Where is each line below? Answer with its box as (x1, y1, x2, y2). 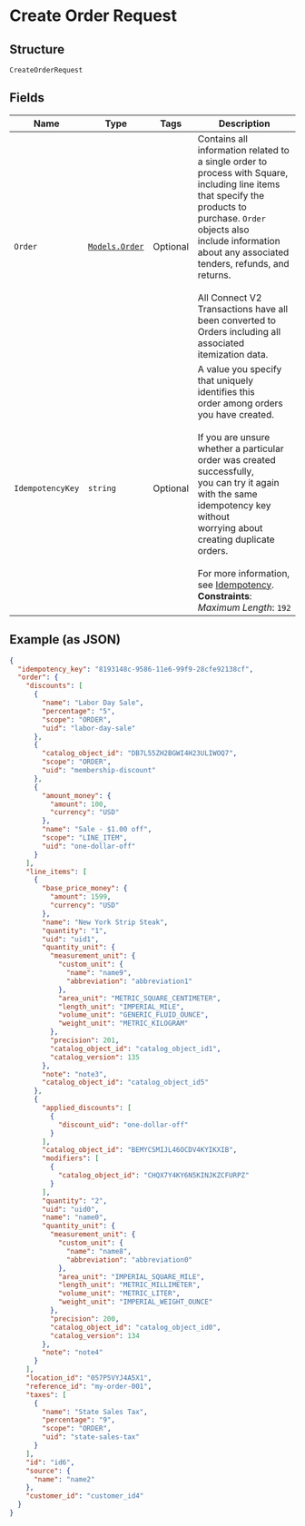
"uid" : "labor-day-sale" (42, 724, 136, 733)
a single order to (197, 155, 268, 168)
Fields (9, 90, 45, 105)
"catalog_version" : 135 (49, 1052, 141, 1062)
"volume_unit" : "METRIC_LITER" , (57, 1289, 181, 1298)
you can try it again (197, 476, 280, 488)
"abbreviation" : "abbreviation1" (66, 977, 193, 986)
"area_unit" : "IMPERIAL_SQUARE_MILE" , (57, 1272, 205, 1281)
